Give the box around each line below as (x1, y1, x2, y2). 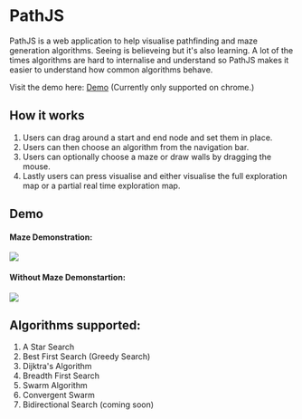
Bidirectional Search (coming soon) (22, 399, 155, 410)
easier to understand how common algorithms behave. (9, 64, 213, 75)
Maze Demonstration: (9, 232, 93, 243)
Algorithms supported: (9, 318, 141, 333)
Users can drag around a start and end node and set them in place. (22, 132, 273, 143)
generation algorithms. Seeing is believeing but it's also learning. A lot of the (9, 44, 294, 55)
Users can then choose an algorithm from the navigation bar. (22, 141, 250, 152)
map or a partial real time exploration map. (22, 180, 181, 191)
